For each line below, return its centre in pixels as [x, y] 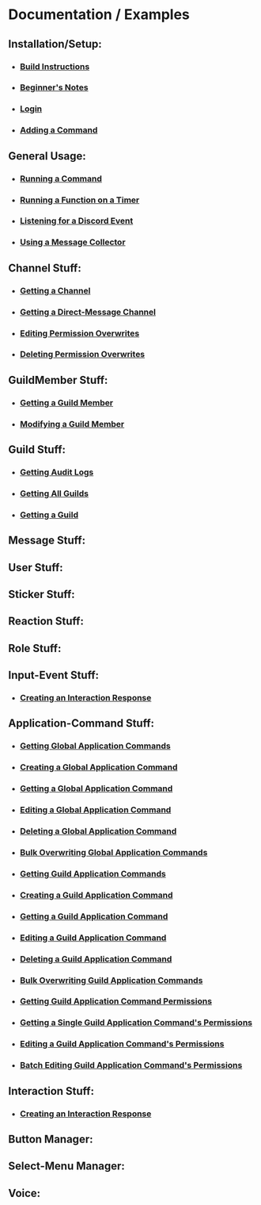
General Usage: [47, 156]
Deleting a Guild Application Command [96, 959]
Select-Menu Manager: [66, 1167]
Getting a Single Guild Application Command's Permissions [136, 1023]
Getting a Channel [55, 290]
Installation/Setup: [55, 44]
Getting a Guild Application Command [94, 916]
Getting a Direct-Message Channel [88, 312]
